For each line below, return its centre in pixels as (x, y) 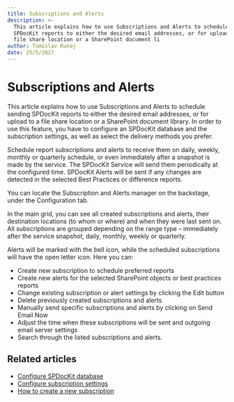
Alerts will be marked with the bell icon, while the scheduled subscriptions (114, 249)
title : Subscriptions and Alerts (56, 14)
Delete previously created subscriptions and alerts (89, 300)
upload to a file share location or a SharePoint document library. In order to (114, 121)
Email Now (33, 315)
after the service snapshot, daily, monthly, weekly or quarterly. (97, 236)
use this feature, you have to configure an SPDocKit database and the (107, 128)
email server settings (47, 329)
